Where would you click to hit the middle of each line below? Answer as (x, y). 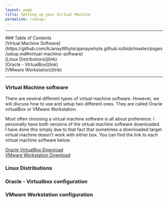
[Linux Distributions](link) (31, 59)
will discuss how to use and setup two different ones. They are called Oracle (84, 103)
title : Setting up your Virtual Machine (48, 14)
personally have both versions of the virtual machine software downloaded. (83, 124)
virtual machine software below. (38, 140)
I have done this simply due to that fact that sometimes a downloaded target (83, 129)
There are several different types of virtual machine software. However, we (82, 98)
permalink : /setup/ (25, 19)
